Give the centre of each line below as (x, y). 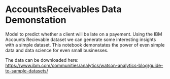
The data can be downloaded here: (42, 60)
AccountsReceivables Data (63, 9)
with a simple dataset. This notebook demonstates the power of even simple (85, 45)
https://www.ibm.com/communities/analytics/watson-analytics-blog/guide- (84, 65)
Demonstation (36, 20)
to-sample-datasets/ (27, 71)
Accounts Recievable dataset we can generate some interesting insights (81, 39)
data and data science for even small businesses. (57, 50)
